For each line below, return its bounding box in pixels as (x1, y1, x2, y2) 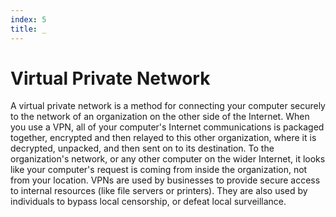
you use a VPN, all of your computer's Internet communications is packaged (10, 121, 325, 133)
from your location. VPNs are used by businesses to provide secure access (10, 174, 321, 186)
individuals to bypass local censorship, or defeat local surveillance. (10, 196, 287, 208)
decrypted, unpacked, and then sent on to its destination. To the (10, 142, 275, 155)
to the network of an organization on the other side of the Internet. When (10, 111, 310, 123)
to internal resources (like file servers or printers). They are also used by (10, 185, 308, 197)
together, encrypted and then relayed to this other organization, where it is (10, 132, 317, 144)
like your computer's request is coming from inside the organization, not (10, 164, 308, 176)
